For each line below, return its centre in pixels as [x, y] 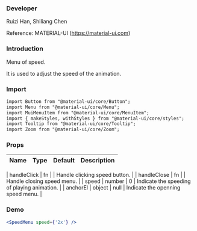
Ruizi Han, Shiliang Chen [37, 22]
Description [98, 161]
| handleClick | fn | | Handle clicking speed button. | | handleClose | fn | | [96, 175]
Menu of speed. [26, 62]
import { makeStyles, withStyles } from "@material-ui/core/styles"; [95, 119]
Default [64, 161]
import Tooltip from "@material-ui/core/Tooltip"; [71, 124]
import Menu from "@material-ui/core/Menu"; [63, 107]
